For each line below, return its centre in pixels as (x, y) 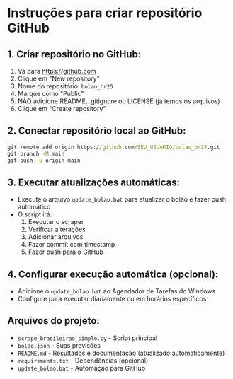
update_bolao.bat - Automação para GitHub (81, 368)
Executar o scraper (56, 222)
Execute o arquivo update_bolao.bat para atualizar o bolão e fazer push (122, 199)
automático (34, 207)
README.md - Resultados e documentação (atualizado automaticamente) (121, 353)
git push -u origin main (44, 161)
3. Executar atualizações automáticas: (94, 182)
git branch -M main (36, 153)
